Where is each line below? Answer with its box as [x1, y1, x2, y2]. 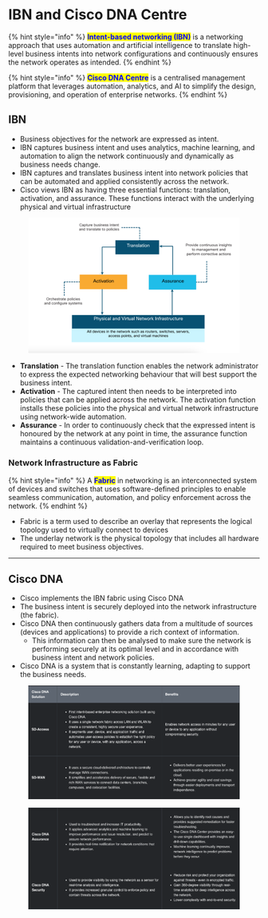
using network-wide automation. [19, 412, 127, 422]
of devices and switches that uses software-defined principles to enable [8, 484, 246, 494]
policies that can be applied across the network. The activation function [19, 395, 256, 404]
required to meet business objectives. [19, 542, 144, 551]
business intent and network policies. [31, 652, 155, 663]
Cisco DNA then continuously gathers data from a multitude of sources [19, 619, 254, 628]
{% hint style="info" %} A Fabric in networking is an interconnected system [8, 475, 258, 485]
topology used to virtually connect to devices [19, 525, 169, 534]
